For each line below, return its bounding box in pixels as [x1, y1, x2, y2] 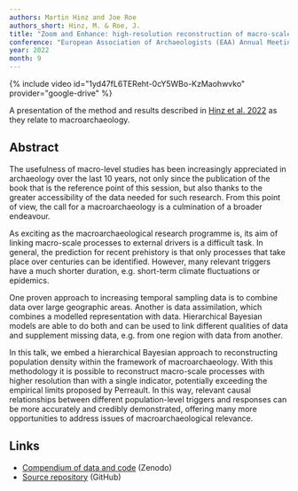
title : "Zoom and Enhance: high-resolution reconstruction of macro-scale [9, 29, 292, 38]
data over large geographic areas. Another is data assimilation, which [9, 301, 263, 312]
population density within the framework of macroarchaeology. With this [9, 356, 273, 367]
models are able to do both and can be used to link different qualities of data [9, 320, 288, 331]
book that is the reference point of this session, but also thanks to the [9, 183, 263, 193]
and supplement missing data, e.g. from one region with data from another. [9, 330, 284, 340]
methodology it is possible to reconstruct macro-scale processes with [9, 365, 265, 377]
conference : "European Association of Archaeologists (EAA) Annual [9, 37, 264, 47]
